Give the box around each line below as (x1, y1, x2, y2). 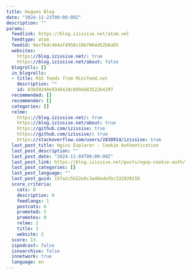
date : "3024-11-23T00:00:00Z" (6, 14, 82, 20)
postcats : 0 (17, 203, 47, 209)
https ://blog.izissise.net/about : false (17, 59, 119, 65)
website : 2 (17, 231, 44, 237)
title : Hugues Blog (6, 8, 55, 15)
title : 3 (17, 226, 39, 232)
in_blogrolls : (11, 70, 47, 76)
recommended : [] (11, 92, 52, 98)
